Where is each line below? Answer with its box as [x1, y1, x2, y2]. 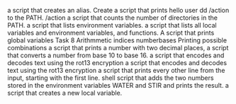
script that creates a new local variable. [7, 88, 123, 97]
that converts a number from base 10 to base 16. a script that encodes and [7, 51, 225, 59]
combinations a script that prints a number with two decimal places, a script [7, 44, 229, 52]
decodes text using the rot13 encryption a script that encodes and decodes [7, 59, 227, 67]
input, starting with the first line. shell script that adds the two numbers [7, 74, 214, 82]
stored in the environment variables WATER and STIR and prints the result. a [7, 81, 229, 89]
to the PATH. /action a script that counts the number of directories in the [7, 13, 218, 22]
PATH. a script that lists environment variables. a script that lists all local [7, 21, 218, 29]
